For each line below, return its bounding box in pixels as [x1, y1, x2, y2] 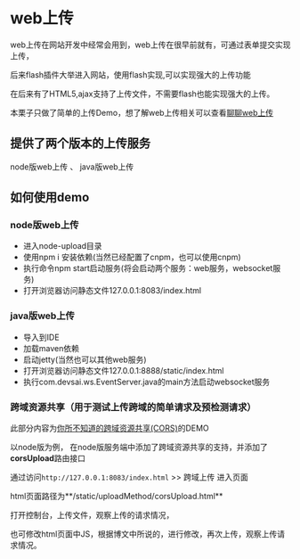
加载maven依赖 [22, 342, 79, 353]
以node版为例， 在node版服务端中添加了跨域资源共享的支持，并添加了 [10, 442, 268, 453]
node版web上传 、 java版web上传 [10, 161, 134, 172]
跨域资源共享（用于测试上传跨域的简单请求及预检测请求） [10, 400, 256, 413]
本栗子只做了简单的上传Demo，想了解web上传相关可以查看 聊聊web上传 [10, 107, 274, 118]
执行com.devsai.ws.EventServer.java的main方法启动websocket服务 [22, 376, 271, 387]
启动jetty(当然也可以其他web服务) [22, 354, 147, 365]
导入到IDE [22, 332, 61, 342]
